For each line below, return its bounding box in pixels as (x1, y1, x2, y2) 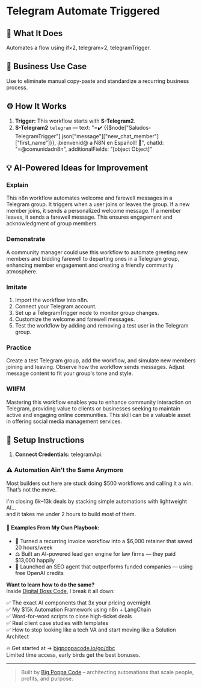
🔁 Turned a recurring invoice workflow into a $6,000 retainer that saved (14, 537, 192, 544)
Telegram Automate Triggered (6, 4, 161, 18)
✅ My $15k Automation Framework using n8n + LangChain (6, 606, 151, 613)
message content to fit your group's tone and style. (6, 370, 133, 377)
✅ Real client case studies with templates (6, 619, 109, 626)
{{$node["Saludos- (103, 124, 151, 131)
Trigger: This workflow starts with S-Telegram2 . (14, 117, 136, 124)
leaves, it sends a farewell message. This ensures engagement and (6, 213, 173, 221)
